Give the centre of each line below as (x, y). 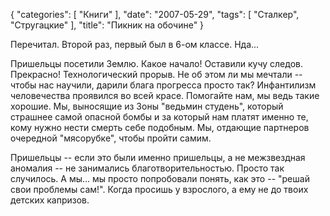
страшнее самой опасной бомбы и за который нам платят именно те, (159, 117)
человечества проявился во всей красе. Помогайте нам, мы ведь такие (165, 95)
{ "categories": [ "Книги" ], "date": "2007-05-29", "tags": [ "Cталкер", (155, 14)
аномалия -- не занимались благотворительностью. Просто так (147, 168)
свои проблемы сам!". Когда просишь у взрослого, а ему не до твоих (159, 189)
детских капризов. (50, 200)
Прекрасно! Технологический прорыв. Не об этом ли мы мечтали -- (156, 74)
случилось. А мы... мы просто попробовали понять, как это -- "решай (160, 178)
